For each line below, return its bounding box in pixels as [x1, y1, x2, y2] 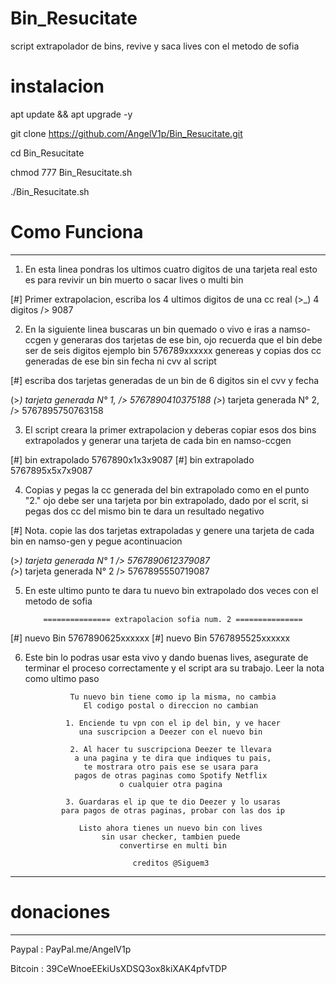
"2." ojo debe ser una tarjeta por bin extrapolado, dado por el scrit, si [24, 494, 309, 506]
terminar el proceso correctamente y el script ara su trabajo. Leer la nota [24, 662, 325, 674]
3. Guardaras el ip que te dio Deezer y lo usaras [65, 797, 281, 807]
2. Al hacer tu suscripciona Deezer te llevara [69, 744, 272, 754]
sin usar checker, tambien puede [101, 832, 241, 842]
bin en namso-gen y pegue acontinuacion [10, 535, 183, 547]
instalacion [10, 75, 105, 98]
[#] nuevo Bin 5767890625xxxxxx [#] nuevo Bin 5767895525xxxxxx [10, 632, 291, 644]
